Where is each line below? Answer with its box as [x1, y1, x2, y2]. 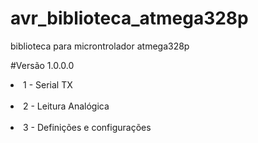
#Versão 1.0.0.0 [10, 59, 75, 71]
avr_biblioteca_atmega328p [10, 7, 249, 30]
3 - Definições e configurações [23, 121, 152, 133]
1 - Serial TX [23, 78, 73, 91]
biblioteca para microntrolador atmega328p [10, 40, 190, 52]
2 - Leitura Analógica [23, 100, 110, 112]
